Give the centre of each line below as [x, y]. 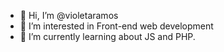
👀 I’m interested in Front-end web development [116, 26]
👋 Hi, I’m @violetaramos [69, 15]
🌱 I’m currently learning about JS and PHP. [107, 36]
